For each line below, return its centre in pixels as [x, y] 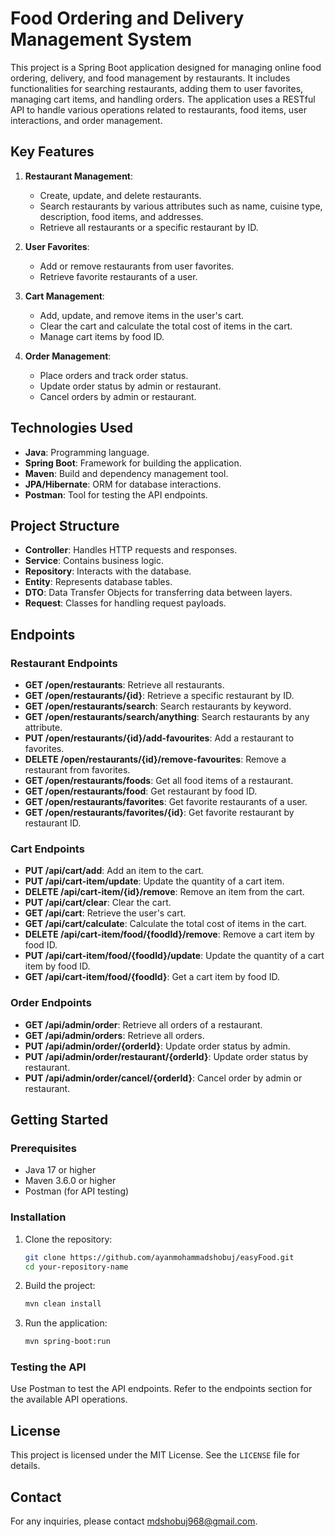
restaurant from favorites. [77, 770]
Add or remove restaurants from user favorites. [137, 266]
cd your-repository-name [76, 1267]
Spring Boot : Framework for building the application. [133, 463]
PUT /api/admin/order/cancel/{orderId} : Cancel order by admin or [163, 1078]
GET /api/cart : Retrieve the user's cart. [105, 913]
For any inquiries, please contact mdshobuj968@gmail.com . [134, 1521]
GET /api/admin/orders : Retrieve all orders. [114, 1035]
